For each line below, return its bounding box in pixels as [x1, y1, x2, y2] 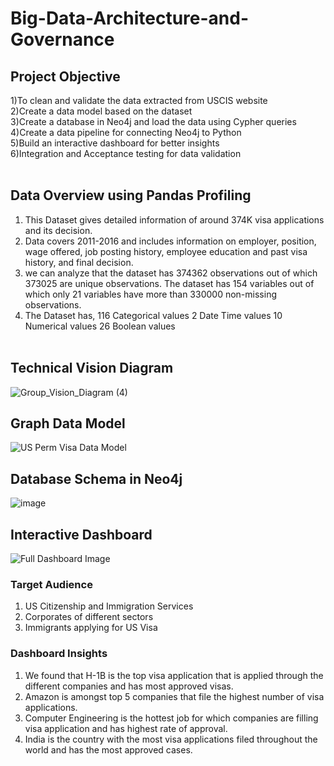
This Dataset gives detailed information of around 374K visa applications [24, 213, 325, 226]
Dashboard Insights [10, 647, 108, 661]
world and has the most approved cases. [24, 743, 193, 756]
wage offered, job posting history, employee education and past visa [24, 245, 308, 257]
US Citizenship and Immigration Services [24, 600, 194, 612]
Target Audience [10, 577, 93, 591]
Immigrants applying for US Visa [24, 622, 158, 634]
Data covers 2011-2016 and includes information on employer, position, [24, 235, 317, 247]
